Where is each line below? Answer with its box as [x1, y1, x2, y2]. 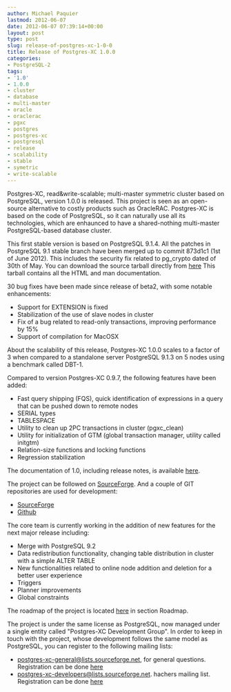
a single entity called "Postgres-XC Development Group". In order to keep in [7, 627, 223, 635]
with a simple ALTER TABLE [17, 556, 95, 564]
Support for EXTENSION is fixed [17, 303, 108, 311]
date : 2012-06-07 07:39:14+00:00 [7, 23, 103, 30]
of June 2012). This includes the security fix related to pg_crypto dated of [7, 254, 217, 262]
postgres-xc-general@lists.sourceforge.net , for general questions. [17, 655, 206, 663]
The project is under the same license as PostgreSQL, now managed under [7, 620, 221, 628]
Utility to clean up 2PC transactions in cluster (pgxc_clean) [17, 424, 184, 432]
